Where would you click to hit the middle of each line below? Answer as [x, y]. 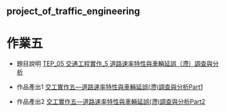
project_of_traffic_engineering [73, 11]
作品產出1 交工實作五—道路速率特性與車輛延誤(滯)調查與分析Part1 [110, 87]
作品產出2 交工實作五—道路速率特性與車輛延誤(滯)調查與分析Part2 [111, 102]
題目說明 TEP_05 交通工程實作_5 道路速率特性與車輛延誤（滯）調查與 [114, 64]
